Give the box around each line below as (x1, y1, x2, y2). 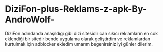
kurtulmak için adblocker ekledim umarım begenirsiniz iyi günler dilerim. (5, 41, 153, 47)
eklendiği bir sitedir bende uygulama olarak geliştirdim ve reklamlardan (5, 36, 151, 42)
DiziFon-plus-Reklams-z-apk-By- (5, 3, 147, 15)
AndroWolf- (5, 14, 55, 25)
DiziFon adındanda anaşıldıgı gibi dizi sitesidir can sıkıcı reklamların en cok (5, 30, 158, 36)
